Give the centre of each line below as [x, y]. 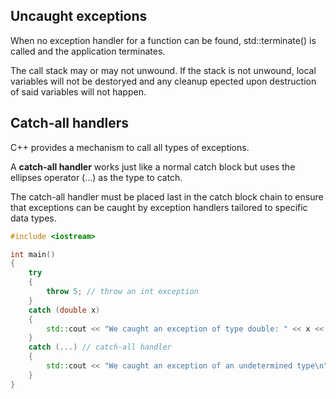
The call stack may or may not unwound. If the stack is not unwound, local [163, 70]
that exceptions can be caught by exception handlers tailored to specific [159, 207]
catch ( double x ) [64, 310]
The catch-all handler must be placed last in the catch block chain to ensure [167, 196]
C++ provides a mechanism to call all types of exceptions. [130, 147]
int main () [33, 254]
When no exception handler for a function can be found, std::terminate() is [163, 40]
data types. [33, 218]
